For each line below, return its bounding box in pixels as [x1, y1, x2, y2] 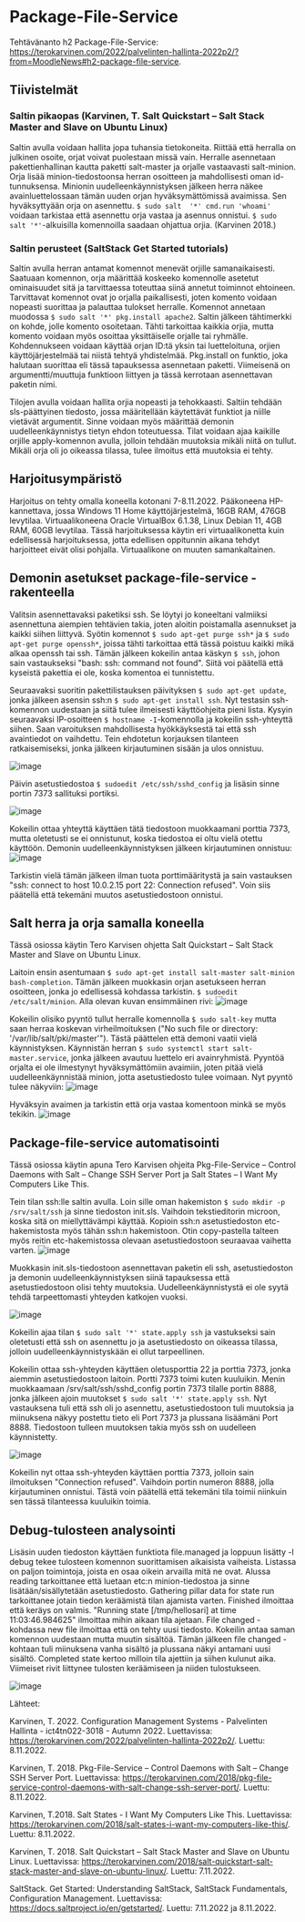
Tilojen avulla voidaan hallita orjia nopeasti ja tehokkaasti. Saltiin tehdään [9, 396, 282, 407]
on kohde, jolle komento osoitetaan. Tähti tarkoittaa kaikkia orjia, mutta [9, 321, 275, 332]
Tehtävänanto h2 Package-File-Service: [9, 36, 159, 47]
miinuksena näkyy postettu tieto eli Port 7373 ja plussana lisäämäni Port [9, 1413, 279, 1424]
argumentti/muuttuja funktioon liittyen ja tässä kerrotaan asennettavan [9, 369, 273, 380]
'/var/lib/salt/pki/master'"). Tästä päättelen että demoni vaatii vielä [9, 1033, 258, 1044]
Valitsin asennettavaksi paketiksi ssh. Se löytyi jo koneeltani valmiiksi [9, 609, 268, 620]
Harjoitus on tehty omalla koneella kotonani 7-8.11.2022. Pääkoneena [9, 495, 268, 507]
